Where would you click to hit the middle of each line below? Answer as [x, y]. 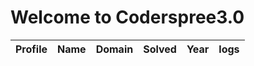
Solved [160, 49]
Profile [31, 49]
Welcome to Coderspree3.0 [127, 17]
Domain [114, 49]
